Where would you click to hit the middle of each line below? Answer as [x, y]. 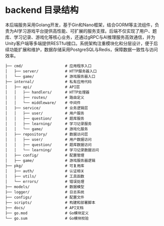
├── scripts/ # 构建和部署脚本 [50, 203]
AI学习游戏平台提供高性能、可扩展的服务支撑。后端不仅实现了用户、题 [85, 31]
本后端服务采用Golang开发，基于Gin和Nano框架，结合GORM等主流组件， [80, 25]
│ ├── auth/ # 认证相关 [45, 171]
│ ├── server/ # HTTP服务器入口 [51, 71]
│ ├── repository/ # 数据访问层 [47, 134]
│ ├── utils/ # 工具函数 [45, 176]
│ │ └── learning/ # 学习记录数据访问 [52, 150]
